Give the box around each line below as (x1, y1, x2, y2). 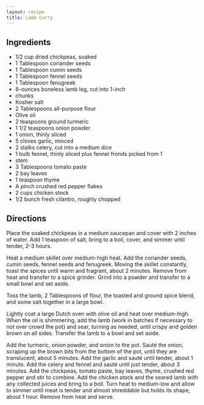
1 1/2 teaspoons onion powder (15, 124, 91, 132)
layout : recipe (6, 9, 45, 15)
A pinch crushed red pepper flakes (15, 183, 103, 190)
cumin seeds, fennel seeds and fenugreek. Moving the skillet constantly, (6, 261, 188, 268)
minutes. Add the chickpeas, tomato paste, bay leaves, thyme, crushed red (6, 367, 194, 375)
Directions (6, 213, 47, 224)
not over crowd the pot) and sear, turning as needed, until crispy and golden (6, 323, 198, 331)
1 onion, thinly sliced (15, 131, 66, 138)
